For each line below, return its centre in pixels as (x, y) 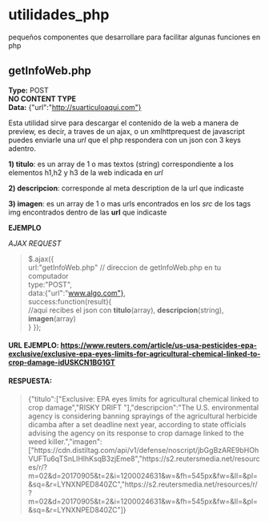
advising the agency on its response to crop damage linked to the (136, 433)
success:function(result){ (70, 301)
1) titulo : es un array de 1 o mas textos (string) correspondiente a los (121, 164)
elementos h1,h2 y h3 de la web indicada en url (86, 172)
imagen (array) (52, 318)
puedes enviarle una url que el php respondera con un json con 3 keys (125, 140)
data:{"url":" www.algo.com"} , (77, 293)
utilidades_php (59, 15)
